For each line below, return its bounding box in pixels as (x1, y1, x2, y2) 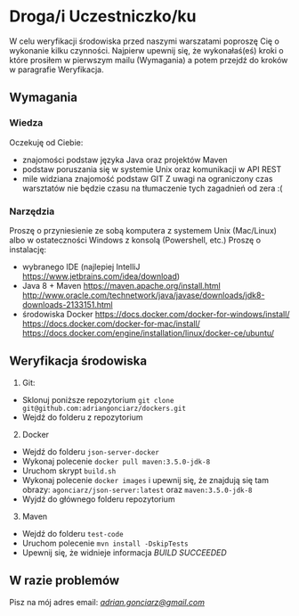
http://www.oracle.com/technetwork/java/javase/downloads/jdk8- (21, 290, 265, 300)
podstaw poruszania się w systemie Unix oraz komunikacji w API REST (21, 163, 282, 175)
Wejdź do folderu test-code (21, 528, 124, 538)
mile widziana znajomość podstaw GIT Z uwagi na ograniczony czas (21, 173, 273, 184)
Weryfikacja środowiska (9, 354, 148, 369)
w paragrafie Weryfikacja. (9, 64, 104, 75)
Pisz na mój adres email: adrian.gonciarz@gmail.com (9, 596, 206, 607)
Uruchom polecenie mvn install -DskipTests (21, 538, 189, 548)
